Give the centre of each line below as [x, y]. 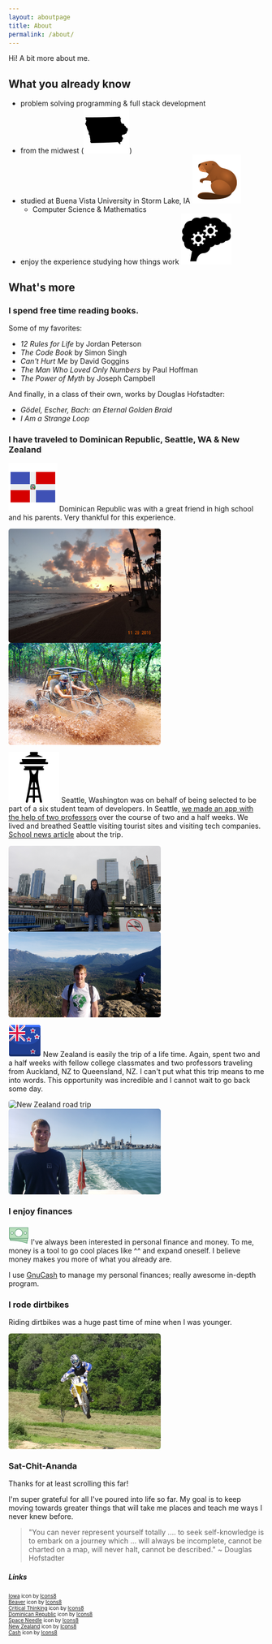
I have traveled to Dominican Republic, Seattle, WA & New [124, 439]
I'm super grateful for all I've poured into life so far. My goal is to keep [125, 1499]
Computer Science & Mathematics [90, 209]
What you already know [70, 84]
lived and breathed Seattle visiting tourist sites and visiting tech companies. [135, 826]
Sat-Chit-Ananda [43, 1465]
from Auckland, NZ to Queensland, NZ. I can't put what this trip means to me [136, 1071]
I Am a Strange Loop [55, 418]
